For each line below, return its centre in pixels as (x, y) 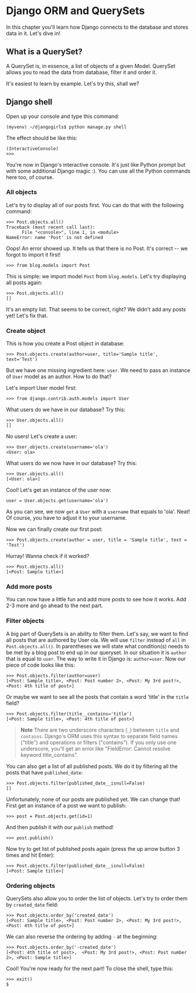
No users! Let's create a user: (42, 436)
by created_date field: (32, 905)
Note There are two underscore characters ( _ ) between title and (100, 730)
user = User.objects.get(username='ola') (57, 501)
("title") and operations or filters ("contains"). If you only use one (98, 742)
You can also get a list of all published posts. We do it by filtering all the (92, 766)
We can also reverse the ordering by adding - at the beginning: (82, 937)
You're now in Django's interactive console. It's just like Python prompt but (96, 164)
